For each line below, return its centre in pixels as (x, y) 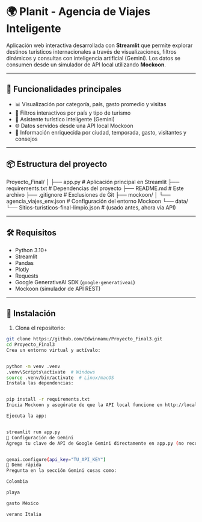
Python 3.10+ (31, 250)
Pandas (24, 263)
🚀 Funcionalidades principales (64, 89)
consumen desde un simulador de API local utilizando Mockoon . (86, 65)
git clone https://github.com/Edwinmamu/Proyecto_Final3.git (84, 339)
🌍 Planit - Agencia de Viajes (78, 12)
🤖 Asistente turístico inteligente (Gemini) (65, 119)
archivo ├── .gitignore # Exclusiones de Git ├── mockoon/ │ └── (88, 194)
